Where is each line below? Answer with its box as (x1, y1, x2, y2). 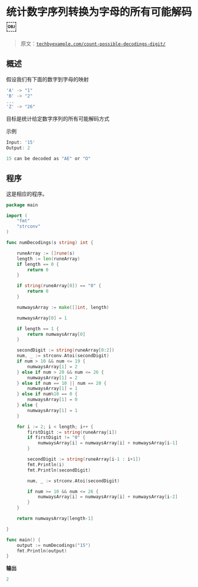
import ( (6, 213, 28, 219)
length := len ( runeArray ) (16, 256, 81, 262)
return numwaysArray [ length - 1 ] (16, 516, 94, 522)
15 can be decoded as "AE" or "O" (6, 156, 91, 161)
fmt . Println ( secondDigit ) (27, 467, 91, 473)
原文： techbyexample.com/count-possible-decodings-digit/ (20, 39, 166, 47)
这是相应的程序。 (6, 190, 48, 197)
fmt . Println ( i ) (27, 461, 65, 467)
